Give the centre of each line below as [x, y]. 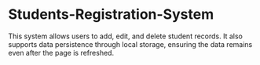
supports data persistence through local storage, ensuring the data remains [130, 44]
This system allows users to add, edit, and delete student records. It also [126, 36]
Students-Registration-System [111, 14]
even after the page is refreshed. [61, 52]
